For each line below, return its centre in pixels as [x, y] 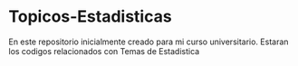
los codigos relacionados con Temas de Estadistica [104, 51]
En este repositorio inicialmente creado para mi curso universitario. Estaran [149, 42]
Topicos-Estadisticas [91, 17]
